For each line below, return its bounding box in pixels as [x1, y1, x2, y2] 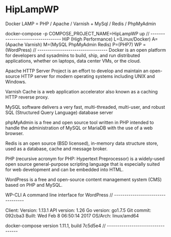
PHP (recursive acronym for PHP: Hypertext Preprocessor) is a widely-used [5, 155, 165, 162]
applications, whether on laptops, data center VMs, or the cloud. [5, 57, 141, 64]
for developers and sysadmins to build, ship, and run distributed [5, 52, 140, 58]
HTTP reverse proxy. [5, 94, 49, 100]
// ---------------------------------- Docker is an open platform [33, 47, 166, 53]
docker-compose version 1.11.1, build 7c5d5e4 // [5, 222, 106, 229]
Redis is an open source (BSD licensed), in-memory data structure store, [5, 140, 159, 146]
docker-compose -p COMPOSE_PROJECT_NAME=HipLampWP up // [5, 30, 149, 36]
